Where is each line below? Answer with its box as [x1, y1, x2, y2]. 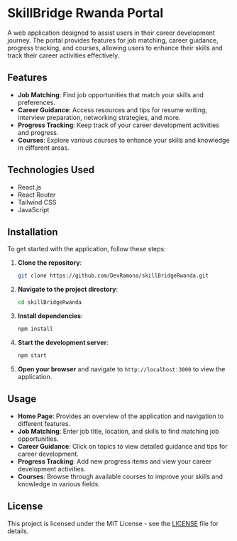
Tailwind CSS [17, 197, 57, 207]
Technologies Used [7, 164, 94, 176]
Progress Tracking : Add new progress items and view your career [17, 457, 211, 466]
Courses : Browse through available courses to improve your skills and [17, 472, 224, 481]
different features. [17, 419, 71, 427]
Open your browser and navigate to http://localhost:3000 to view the [17, 364, 226, 373]
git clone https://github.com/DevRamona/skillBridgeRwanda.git [17, 272, 209, 280]
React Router [17, 190, 56, 199]
